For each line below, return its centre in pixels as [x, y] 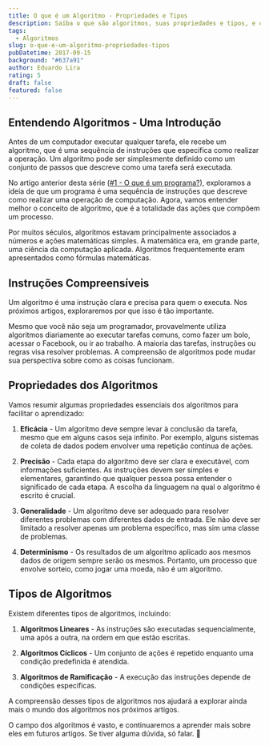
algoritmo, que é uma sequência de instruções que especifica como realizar [134, 150]
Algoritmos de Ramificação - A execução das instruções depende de [135, 676]
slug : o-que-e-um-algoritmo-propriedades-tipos [89, 46]
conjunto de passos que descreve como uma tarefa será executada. [120, 167]
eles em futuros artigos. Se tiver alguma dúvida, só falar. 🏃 [105, 733]
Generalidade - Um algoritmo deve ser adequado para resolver [124, 511]
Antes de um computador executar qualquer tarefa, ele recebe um [117, 142]
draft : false [30, 82]
